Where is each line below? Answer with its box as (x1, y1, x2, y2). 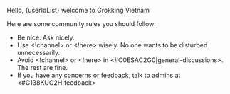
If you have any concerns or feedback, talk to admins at (16, 71, 181, 79)
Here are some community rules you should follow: (6, 20, 156, 28)
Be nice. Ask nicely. (16, 33, 75, 42)
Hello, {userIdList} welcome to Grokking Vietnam (6, 6, 150, 14)
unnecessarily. (16, 49, 61, 57)
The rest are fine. (16, 64, 68, 71)
